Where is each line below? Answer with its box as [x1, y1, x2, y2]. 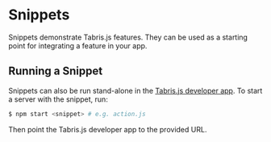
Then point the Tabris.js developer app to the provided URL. [8, 124, 207, 134]
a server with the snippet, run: [8, 94, 109, 104]
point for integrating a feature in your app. [8, 40, 148, 50]
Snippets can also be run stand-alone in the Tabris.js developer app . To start [8, 86, 263, 95]
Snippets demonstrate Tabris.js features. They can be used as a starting [8, 32, 248, 42]
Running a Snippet [8, 65, 103, 78]
